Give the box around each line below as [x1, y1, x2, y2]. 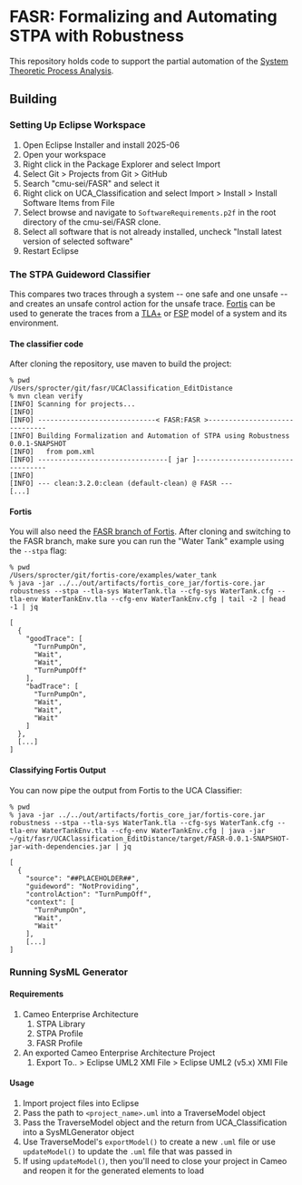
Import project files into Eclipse [22, 1097, 140, 1108]
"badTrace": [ [25, 682, 79, 691]
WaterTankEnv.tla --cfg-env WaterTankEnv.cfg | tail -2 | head [42, 595, 286, 604]
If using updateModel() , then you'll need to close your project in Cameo [22, 1155, 287, 1166]
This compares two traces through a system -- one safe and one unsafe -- [9, 288, 288, 299]
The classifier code [9, 338, 84, 349]
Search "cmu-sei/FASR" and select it [22, 178, 161, 189]
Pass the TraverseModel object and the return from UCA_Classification [22, 1117, 287, 1128]
